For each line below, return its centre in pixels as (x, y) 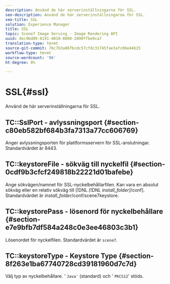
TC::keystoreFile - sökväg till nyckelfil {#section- (85, 164)
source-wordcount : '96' (31, 58)
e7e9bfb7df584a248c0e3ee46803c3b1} (72, 227)
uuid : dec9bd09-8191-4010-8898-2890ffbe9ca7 (54, 39)
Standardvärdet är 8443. (31, 148)
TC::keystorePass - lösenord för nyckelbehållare (84, 212)
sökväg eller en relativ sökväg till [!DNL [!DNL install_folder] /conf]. (75, 190)
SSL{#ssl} (27, 92)
